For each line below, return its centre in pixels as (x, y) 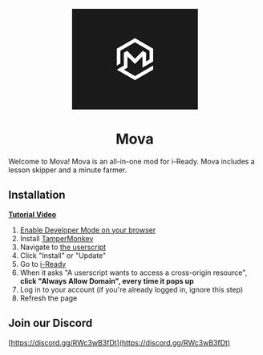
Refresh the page (49, 298)
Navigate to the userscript (63, 247)
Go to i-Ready (43, 264)
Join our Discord (51, 323)
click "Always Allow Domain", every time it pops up (107, 280)
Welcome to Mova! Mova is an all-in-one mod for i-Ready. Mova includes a (131, 161)
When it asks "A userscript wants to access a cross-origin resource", (134, 272)
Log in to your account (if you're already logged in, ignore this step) (131, 289)
